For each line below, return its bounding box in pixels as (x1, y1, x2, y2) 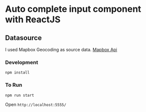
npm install (5, 70, 30, 75)
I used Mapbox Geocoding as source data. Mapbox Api (5, 47, 117, 52)
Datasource (5, 34, 42, 42)
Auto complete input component (5, 3, 142, 15)
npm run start (5, 93, 35, 98)
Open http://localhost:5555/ (5, 101, 67, 107)
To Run (5, 81, 22, 88)
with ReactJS (5, 14, 61, 25)
